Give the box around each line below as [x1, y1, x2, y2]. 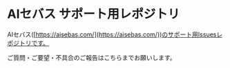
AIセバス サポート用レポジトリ [7, 6, 180, 22]
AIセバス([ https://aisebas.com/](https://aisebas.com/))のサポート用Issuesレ [7, 30, 223, 38]
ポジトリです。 [7, 38, 50, 47]
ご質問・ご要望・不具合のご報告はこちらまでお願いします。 [7, 53, 176, 62]
